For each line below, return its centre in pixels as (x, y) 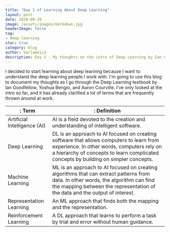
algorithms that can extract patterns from (101, 174)
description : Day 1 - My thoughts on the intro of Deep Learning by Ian (83, 57)
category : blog (21, 48)
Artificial (18, 120)
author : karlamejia (26, 52)
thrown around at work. (30, 98)
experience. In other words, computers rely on (107, 146)
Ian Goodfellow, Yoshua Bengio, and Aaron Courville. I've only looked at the (84, 88)
